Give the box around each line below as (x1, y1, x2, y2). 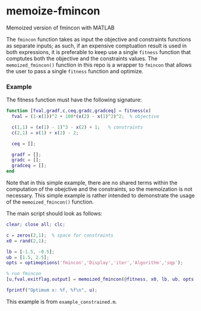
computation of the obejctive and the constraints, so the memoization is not (6, 186, 193, 193)
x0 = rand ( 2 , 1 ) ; (6, 238, 47, 244)
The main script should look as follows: (6, 210, 103, 217)
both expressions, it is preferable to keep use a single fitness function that (6, 48, 191, 55)
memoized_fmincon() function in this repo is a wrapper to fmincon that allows (6, 61, 192, 68)
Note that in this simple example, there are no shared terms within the (6, 179, 178, 187)
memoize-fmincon (6, 4, 100, 18)
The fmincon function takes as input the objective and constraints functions (6, 35, 191, 43)
